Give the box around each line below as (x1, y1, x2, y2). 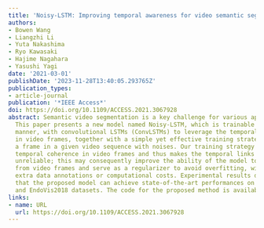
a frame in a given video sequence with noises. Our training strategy (15, 143, 255, 150)
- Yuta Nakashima (8, 41, 65, 49)
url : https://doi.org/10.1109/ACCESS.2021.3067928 (15, 208, 185, 216)
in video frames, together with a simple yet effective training (15, 135, 234, 143)
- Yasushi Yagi (8, 63, 58, 71)
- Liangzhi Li (8, 33, 55, 42)
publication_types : (8, 84, 72, 92)
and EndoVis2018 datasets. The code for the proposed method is (15, 186, 230, 194)
